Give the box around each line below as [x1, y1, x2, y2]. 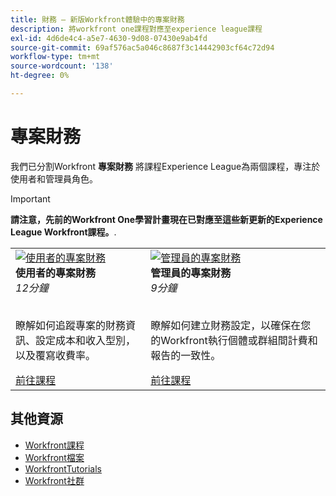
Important [10, 192, 51, 205]
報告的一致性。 [150, 348, 222, 362]
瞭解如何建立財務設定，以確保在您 [150, 318, 312, 332]
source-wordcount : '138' [10, 61, 114, 71]
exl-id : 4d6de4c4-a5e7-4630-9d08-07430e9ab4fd [10, 33, 208, 43]
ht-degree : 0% [10, 71, 70, 81]
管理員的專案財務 [150, 266, 232, 280]
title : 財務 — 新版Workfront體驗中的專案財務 [10, 14, 185, 25]
